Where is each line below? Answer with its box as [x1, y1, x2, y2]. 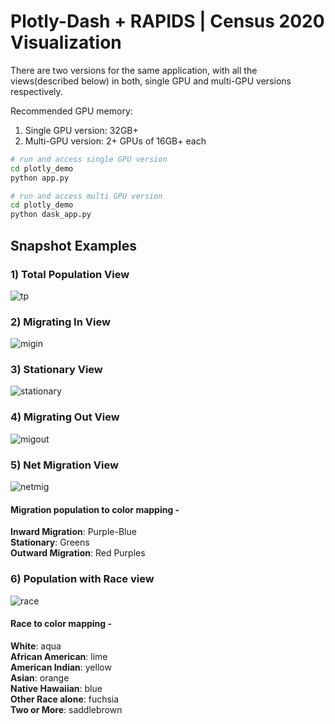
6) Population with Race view [10, 572, 155, 586]
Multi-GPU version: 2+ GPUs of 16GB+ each [24, 135, 207, 147]
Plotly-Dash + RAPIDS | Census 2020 [10, 10, 325, 33]
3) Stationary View [10, 363, 103, 377]
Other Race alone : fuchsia [10, 693, 120, 705]
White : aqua [10, 640, 62, 652]
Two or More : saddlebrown [10, 703, 123, 715]
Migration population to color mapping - [10, 503, 180, 515]
